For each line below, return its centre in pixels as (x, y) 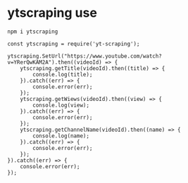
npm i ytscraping (33, 32)
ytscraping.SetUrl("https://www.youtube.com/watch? (84, 56)
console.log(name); (61, 136)
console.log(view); (61, 105)
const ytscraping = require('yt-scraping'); (74, 43)
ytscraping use (52, 13)
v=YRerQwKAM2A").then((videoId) (55, 62)
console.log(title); (63, 74)
